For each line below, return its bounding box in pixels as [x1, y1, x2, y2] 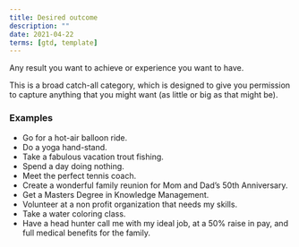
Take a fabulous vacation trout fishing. [21, 151, 164, 162]
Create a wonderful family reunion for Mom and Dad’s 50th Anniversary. [21, 180, 288, 191]
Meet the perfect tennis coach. [21, 170, 137, 181]
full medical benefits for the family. [21, 227, 150, 238]
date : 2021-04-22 [9, 30, 74, 38]
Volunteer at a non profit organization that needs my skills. [21, 199, 238, 209]
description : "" [9, 21, 70, 30]
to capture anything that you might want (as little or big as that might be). [9, 89, 278, 100]
